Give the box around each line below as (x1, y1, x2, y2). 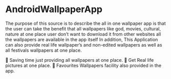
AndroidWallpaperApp (5, 4, 102, 15)
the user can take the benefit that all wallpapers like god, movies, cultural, (5, 25, 161, 31)
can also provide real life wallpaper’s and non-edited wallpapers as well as (5, 42, 162, 48)
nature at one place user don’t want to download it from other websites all (5, 31, 161, 37)
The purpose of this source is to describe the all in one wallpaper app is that (5, 20, 166, 26)
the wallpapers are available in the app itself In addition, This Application (5, 36, 158, 43)
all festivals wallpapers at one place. (5, 47, 82, 53)
